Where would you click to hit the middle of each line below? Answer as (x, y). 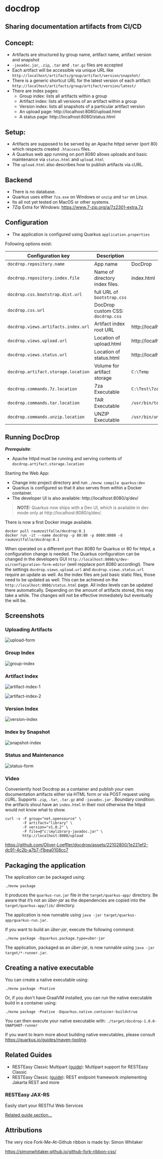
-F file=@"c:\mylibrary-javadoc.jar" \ (63, 831)
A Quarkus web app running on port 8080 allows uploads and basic (80, 155)
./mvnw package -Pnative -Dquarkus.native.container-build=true (71, 1012)
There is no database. (34, 192)
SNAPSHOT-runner (21, 1025)
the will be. (16, 600)
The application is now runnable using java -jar (53, 915)
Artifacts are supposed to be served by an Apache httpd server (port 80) (85, 144)
